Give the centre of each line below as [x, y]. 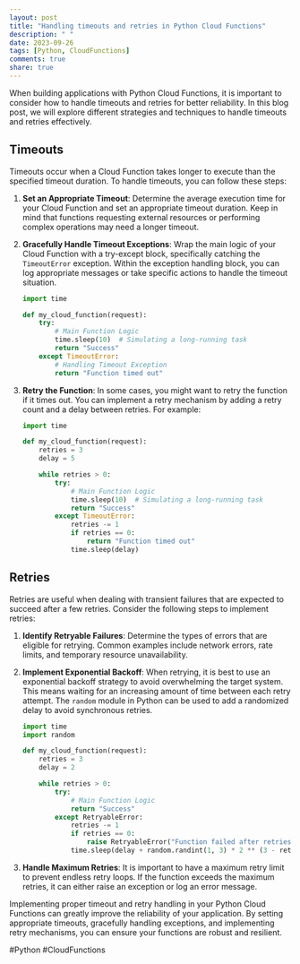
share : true [31, 68]
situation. [39, 282]
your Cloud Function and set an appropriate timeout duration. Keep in [150, 208]
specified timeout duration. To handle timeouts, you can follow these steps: [148, 181]
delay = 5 [57, 459]
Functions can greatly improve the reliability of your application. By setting [146, 913]
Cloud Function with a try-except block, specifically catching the [141, 254]
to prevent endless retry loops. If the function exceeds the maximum [148, 877]
